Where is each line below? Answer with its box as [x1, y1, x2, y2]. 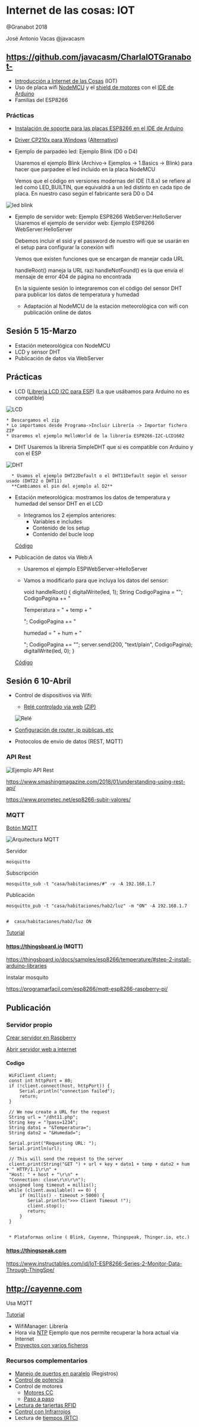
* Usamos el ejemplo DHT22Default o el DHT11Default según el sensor [11, 472, 187, 479]
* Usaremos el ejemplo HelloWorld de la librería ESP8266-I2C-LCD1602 [6, 433, 185, 439]
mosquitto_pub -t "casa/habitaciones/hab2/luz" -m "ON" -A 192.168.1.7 [6, 903, 187, 909]
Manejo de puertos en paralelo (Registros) [14, 1370, 119, 1378]
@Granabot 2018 [6, 23, 48, 30]
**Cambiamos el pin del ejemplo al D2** [11, 483, 113, 489]
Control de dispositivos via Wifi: [14, 692, 93, 699]
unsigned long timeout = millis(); [8, 1182, 97, 1188]
